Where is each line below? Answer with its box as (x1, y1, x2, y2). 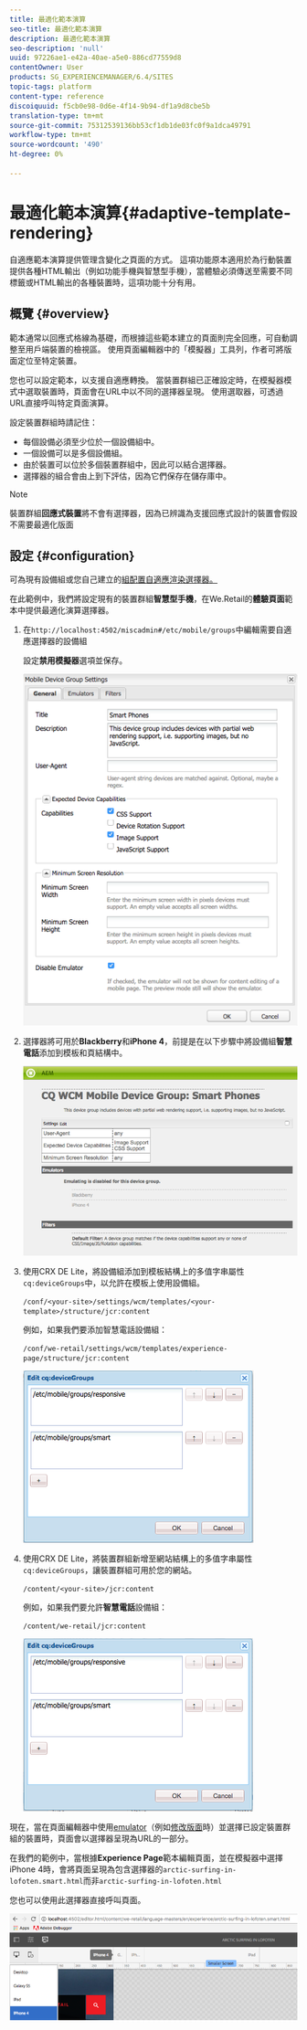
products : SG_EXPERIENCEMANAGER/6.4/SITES (9, 73, 174, 82)
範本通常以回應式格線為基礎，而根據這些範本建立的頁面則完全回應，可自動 (9, 332, 290, 343)
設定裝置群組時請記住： (9, 417, 98, 428)
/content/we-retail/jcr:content (22, 1622, 146, 1631)
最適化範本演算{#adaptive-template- (9, 202, 291, 223)
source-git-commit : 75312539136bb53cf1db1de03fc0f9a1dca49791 (9, 121, 251, 130)
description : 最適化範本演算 (9, 34, 111, 43)
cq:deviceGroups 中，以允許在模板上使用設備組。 (22, 1277, 206, 1288)
